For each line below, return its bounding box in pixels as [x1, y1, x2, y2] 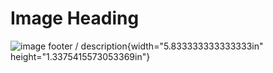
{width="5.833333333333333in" [126, 40, 264, 52]
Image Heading [10, 7, 140, 30]
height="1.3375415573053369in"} [10, 50, 151, 62]
